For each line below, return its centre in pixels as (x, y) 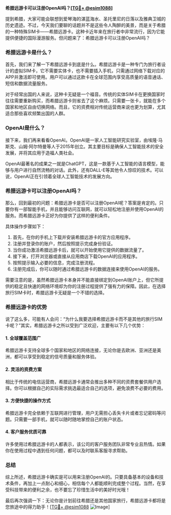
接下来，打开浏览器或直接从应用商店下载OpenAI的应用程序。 (76, 256)
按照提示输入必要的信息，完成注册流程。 (55, 262)
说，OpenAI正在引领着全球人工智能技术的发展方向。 (60, 176)
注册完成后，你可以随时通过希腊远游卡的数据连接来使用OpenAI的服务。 (87, 269)
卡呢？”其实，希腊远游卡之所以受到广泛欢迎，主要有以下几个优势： (76, 326)
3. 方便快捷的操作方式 (28, 401)
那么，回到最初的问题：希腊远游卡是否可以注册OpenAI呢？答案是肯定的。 (82, 203)
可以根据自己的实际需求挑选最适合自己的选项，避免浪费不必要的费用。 (92, 388)
